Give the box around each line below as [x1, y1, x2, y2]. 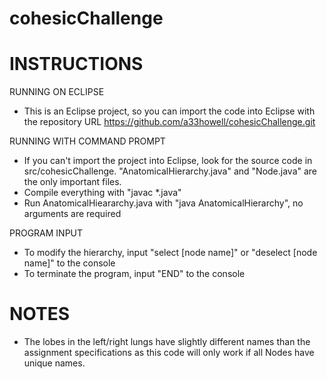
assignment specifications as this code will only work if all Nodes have [23, 347, 315, 359]
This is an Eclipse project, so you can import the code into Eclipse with [23, 105, 316, 117]
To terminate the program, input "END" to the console [23, 268, 246, 280]
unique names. [23, 357, 86, 369]
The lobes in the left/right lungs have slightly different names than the [23, 336, 311, 348]
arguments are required [23, 208, 122, 220]
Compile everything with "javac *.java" [23, 187, 182, 199]
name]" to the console [23, 257, 116, 269]
